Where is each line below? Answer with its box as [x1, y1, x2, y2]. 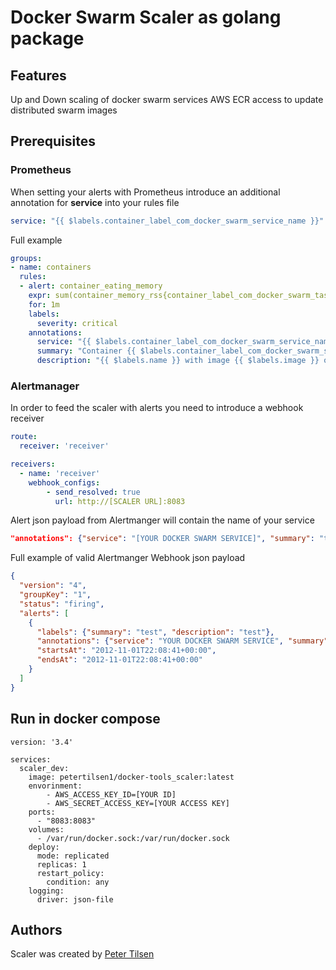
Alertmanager [10, 379, 80, 393]
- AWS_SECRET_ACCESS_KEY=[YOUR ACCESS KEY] [46, 798, 230, 808]
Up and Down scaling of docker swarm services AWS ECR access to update [10, 94, 324, 105]
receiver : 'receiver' [19, 441, 110, 451]
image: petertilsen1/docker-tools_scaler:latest [28, 772, 235, 782]
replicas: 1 [36, 859, 87, 870]
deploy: [28, 842, 60, 852]
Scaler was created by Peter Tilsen [10, 948, 155, 960]
